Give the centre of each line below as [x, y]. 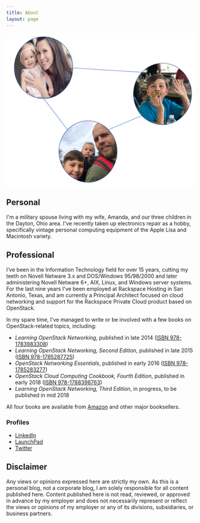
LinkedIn [25, 435]
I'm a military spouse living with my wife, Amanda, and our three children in [99, 217]
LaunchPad [29, 442]
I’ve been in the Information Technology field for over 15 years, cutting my [97, 269]
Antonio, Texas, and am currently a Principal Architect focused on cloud [95, 295]
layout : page [22, 19]
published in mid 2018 [42, 395]
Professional [30, 255]
